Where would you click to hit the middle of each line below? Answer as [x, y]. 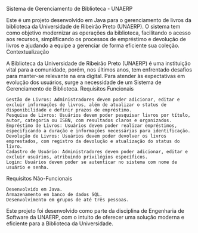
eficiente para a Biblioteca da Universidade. [60, 223]
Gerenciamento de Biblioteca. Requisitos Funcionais [70, 88]
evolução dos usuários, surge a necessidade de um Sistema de [84, 82]
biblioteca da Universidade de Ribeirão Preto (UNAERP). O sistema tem [93, 27]
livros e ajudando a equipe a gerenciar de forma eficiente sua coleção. [93, 45]
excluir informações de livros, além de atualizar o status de [86, 105]
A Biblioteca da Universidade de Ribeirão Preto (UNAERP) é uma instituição [98, 63]
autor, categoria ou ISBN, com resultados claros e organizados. [89, 120]
